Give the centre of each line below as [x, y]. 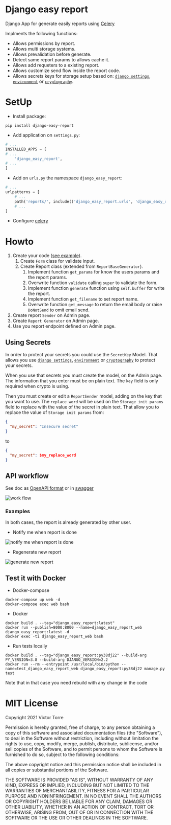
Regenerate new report [37, 552]
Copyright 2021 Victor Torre [34, 718]
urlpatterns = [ [22, 192]
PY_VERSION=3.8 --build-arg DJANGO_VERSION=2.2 [57, 660]
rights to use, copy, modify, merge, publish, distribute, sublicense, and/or [82, 744]
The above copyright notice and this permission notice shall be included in [83, 765]
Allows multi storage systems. [44, 49]
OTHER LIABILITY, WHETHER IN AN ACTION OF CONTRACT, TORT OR [79, 807]
